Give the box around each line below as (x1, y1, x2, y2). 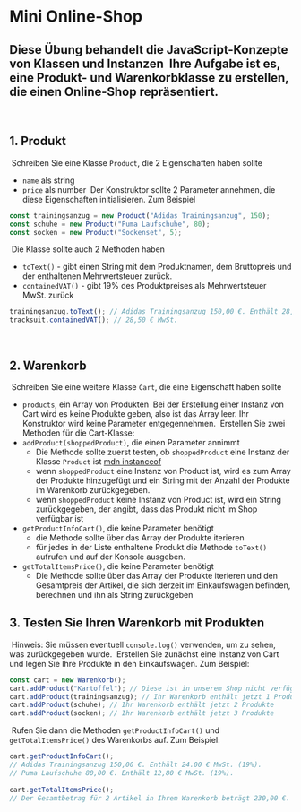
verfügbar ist (35, 514, 84, 523)
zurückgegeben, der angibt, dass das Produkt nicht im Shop (35, 504, 258, 514)
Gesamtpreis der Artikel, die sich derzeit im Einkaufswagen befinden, (35, 580, 291, 591)
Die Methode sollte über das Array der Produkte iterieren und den (35, 571, 278, 581)
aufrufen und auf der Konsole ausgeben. (35, 551, 185, 562)
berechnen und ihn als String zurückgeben (35, 590, 193, 600)
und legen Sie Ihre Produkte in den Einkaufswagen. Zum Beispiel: (9, 658, 250, 669)
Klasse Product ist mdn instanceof (35, 456, 162, 467)
